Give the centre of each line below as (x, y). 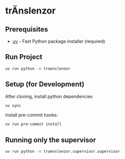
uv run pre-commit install (33, 124)
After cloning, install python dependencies (49, 96)
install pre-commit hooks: (32, 115)
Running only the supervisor (51, 140)
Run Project (24, 57)
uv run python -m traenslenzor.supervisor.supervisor (63, 151)
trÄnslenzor (31, 11)
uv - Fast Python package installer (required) (59, 41)
